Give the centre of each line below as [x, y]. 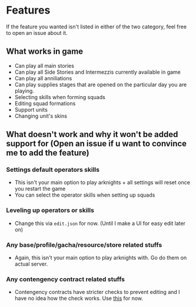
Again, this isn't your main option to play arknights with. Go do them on [101, 258]
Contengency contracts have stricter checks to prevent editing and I [97, 292]
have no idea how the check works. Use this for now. [79, 298]
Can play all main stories [44, 66]
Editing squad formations [45, 103]
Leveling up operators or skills [50, 210]
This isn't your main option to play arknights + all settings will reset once [102, 182]
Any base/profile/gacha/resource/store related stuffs [84, 244]
